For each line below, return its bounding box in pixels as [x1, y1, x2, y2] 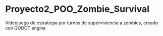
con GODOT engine [5, 25, 46, 31]
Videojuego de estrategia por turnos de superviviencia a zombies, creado [5, 20, 158, 26]
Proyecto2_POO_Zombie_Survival [5, 3, 150, 15]
